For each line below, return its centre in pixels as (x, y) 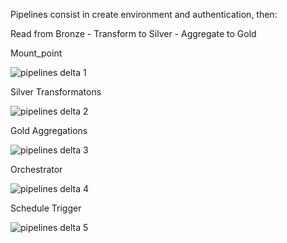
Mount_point (36, 53)
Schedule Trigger (46, 208)
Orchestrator (36, 169)
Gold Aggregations (49, 130)
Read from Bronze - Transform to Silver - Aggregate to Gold (133, 33)
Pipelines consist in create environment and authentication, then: (144, 14)
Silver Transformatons (56, 92)
